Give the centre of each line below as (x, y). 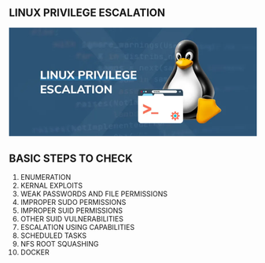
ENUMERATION (46, 177)
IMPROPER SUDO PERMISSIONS (73, 203)
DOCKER (35, 252)
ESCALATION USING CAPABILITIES (77, 228)
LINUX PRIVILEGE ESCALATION (87, 13)
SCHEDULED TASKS (53, 236)
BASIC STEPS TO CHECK (71, 158)
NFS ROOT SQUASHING (59, 244)
